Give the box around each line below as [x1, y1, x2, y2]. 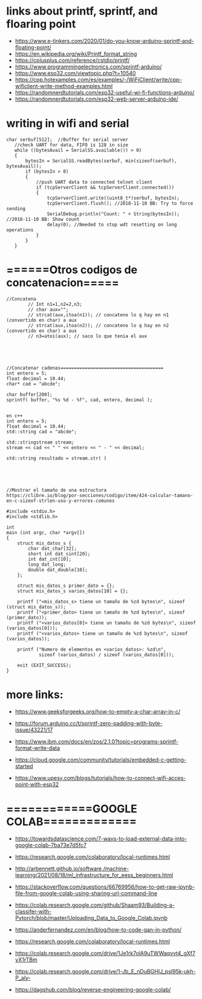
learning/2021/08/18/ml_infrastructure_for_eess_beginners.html [15, 871, 174, 878]
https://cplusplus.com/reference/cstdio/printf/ [15, 56, 130, 64]
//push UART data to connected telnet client [36, 179, 153, 185]
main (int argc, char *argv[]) [6, 529, 85, 535]
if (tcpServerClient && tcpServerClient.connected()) [36, 184, 174, 191]
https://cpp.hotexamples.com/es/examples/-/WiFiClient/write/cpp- [15, 76, 183, 83]
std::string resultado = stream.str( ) [6, 455, 107, 461]
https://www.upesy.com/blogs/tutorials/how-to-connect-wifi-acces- [15, 774, 186, 781]
